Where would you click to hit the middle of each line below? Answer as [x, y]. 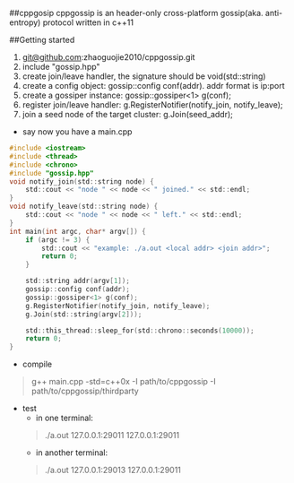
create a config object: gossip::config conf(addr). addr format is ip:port [153, 86]
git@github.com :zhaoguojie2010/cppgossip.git [108, 57]
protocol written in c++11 [88, 22]
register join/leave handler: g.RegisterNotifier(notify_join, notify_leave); [152, 105]
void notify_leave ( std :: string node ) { [84, 207]
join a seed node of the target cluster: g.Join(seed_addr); [127, 114]
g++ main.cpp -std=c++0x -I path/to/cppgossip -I [124, 382]
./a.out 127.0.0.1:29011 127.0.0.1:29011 [112, 436]
